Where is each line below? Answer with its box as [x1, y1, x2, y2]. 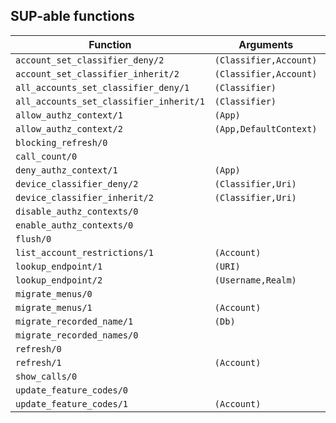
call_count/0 [15, 150, 78, 162]
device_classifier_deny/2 [15, 178, 139, 189]
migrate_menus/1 [15, 302, 93, 313]
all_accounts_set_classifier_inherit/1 [15, 95, 205, 107]
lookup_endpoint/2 [15, 274, 103, 286]
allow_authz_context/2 [15, 123, 123, 134]
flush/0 [15, 233, 52, 244]
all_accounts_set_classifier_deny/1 [15, 82, 190, 93]
